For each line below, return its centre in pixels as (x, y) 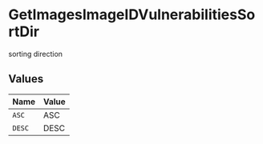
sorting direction (35, 54)
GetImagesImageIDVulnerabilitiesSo (132, 15)
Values (26, 79)
